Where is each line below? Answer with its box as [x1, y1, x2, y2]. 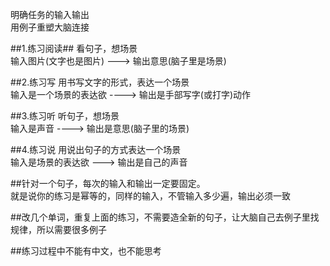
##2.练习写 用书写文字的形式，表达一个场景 [10, 76, 190, 88]
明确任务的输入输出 [10, 9, 90, 20]
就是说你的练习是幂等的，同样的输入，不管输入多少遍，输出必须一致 [10, 190, 291, 202]
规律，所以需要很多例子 [10, 224, 107, 235]
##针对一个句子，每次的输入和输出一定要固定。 [10, 178, 206, 189]
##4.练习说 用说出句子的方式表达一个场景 [10, 144, 182, 155]
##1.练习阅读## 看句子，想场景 [10, 43, 138, 54]
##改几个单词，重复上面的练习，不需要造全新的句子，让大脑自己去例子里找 [10, 211, 320, 223]
